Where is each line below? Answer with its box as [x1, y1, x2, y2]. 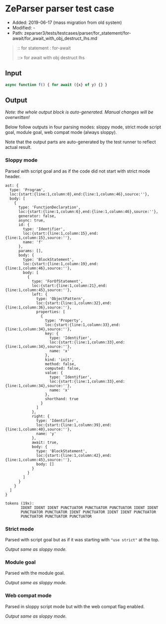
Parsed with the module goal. [5, 570, 65, 576]
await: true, [31, 440, 58, 445]
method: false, [45, 361, 77, 366]
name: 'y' [36, 431, 56, 436]
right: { [31, 414, 50, 418]
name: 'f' [23, 239, 43, 244]
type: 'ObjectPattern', [36, 296, 85, 301]
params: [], [18, 248, 43, 253]
